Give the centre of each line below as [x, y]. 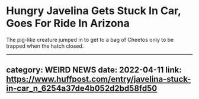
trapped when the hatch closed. [45, 46]
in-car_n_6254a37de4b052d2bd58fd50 [82, 89]
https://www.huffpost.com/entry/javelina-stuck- [99, 79]
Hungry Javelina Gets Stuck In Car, [94, 11]
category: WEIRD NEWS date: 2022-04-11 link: [94, 70]
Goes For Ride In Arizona [68, 23]
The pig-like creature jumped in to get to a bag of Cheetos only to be [90, 39]
